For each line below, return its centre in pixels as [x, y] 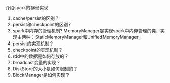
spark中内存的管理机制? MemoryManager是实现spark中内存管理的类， [87, 31]
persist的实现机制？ [33, 44]
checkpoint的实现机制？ [38, 50]
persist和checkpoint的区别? [42, 25]
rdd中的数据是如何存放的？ [41, 56]
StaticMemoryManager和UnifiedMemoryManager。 [89, 37]
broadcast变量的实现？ [37, 63]
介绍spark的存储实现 [27, 7]
